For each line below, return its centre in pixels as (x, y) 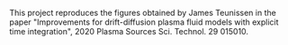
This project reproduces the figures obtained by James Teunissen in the (143, 13)
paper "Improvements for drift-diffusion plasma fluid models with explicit (144, 22)
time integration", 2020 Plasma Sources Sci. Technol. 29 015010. (129, 31)
